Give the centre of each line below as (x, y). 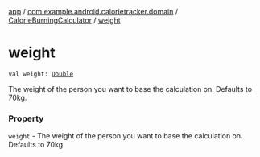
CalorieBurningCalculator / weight (64, 20)
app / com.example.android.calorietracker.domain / (93, 12)
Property (26, 118)
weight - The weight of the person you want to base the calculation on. (126, 136)
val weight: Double (41, 74)
